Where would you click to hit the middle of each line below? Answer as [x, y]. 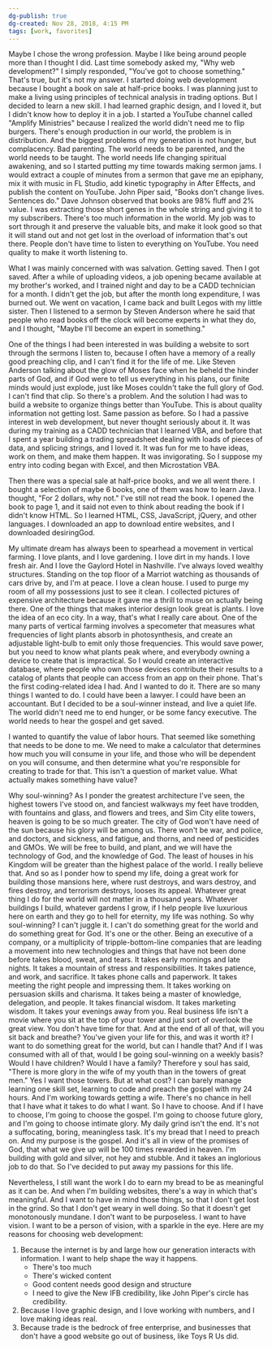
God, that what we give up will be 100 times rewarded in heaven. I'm [123, 1149]
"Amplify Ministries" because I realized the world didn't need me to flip [127, 123]
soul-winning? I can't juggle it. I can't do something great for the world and [133, 925]
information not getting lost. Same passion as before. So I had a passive [129, 413]
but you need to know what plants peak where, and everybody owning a [129, 652]
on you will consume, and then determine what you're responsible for [125, 763]
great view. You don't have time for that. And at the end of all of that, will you [136, 1029]
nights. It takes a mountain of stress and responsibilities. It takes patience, [132, 968]
